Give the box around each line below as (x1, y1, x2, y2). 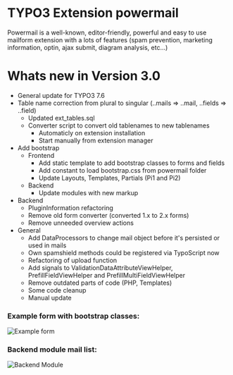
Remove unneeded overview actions (27, 219, 134, 227)
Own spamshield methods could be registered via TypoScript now (27, 248, 220, 257)
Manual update (27, 293, 72, 302)
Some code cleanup (27, 285, 87, 294)
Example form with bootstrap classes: (7, 311, 140, 321)
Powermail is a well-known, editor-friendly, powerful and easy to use (7, 28, 207, 37)
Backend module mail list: (7, 345, 97, 355)
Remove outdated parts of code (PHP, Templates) (27, 278, 172, 287)
